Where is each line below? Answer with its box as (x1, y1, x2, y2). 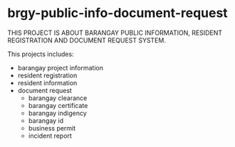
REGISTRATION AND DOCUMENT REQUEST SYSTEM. (7, 36, 166, 44)
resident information (17, 78, 78, 87)
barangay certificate (28, 101, 88, 109)
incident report (28, 131, 73, 140)
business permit (28, 124, 76, 132)
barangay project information (17, 63, 103, 72)
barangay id (28, 116, 64, 125)
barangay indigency (28, 109, 87, 117)
